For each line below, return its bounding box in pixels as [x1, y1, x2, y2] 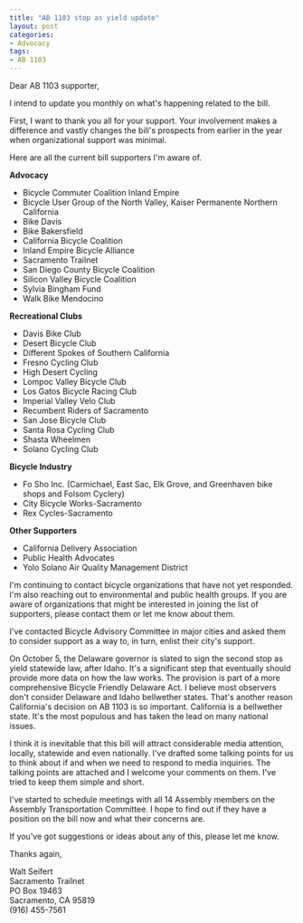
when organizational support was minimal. [9, 135, 167, 145]
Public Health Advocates [22, 553, 115, 562]
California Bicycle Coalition [22, 236, 124, 245]
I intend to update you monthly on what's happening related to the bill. [9, 98, 270, 109]
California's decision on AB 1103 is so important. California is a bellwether [9, 701, 283, 712]
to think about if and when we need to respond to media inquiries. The [9, 757, 271, 768]
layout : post [9, 22, 59, 31]
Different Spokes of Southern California [22, 348, 170, 358]
